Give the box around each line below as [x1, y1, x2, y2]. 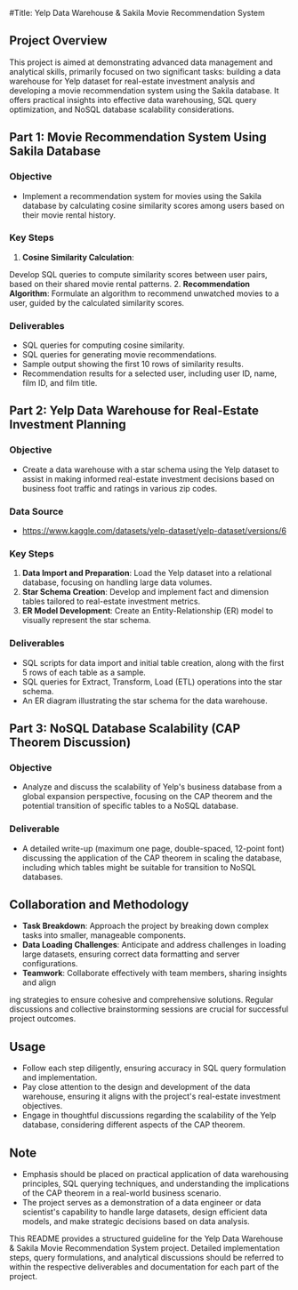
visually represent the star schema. [21, 615, 151, 626]
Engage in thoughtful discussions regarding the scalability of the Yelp [21, 1110, 277, 1121]
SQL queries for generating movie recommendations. [21, 349, 217, 360]
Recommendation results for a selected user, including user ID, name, [21, 368, 278, 379]
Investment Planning [9, 417, 126, 432]
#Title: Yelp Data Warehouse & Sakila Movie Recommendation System [9, 8, 265, 18]
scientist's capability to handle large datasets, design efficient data [21, 1206, 268, 1217]
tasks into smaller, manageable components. [21, 930, 187, 941]
